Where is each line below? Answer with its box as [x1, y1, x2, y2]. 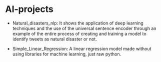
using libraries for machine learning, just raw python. [12, 51, 121, 57]
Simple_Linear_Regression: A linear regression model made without [12, 45, 151, 51]
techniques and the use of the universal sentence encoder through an [12, 25, 156, 31]
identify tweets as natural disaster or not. [12, 36, 97, 42]
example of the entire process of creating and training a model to [12, 30, 146, 36]
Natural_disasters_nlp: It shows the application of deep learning [12, 20, 143, 26]
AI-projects [5, 3, 53, 15]
